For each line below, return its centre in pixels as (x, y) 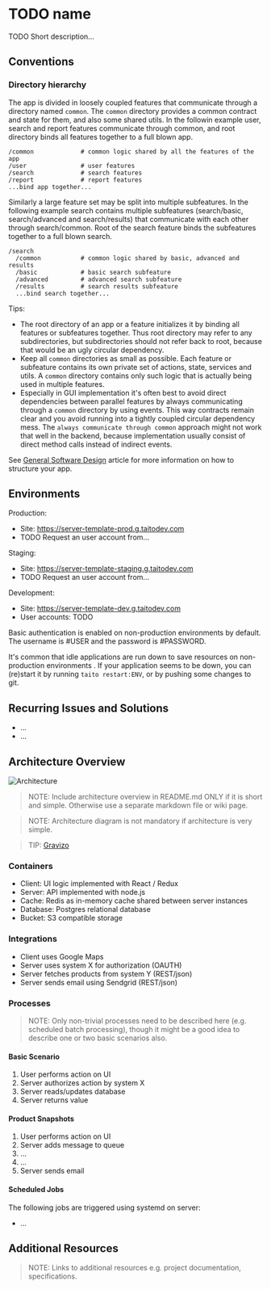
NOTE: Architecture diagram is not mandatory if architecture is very (140, 821)
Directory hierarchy (48, 85)
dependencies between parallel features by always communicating (131, 401)
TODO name (50, 14)
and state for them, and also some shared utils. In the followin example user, (135, 120)
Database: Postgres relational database (85, 909)
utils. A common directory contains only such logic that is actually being (136, 376)
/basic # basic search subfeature (94, 272)
